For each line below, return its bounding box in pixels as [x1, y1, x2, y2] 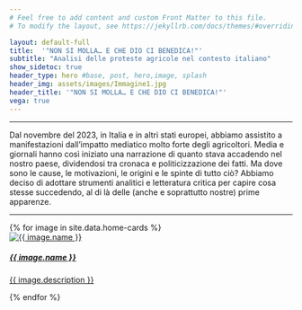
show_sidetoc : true [9, 63, 83, 72]
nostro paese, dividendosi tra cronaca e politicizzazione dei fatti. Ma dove [9, 158, 283, 169]
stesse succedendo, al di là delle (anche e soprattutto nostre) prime [9, 186, 261, 198]
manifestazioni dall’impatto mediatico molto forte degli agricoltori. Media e [9, 138, 285, 149]
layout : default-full [9, 38, 91, 47]
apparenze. [9, 196, 52, 207]
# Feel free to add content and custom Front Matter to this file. [9, 13, 268, 22]
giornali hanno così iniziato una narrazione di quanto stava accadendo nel [9, 148, 283, 159]
